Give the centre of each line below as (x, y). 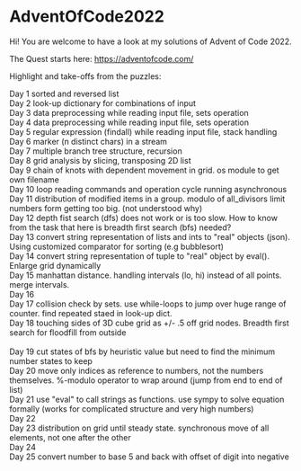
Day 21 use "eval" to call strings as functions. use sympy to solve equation (147, 399)
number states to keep (51, 360)
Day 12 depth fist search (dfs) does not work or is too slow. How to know (144, 218)
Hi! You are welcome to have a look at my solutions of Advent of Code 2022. (150, 41)
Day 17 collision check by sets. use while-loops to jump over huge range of (148, 304)
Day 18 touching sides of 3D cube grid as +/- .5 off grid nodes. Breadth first (149, 323)
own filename (35, 179)
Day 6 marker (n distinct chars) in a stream (89, 141)
